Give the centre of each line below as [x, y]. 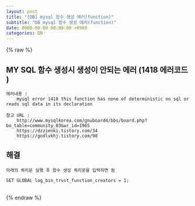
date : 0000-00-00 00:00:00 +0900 [47, 28]
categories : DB [25, 33]
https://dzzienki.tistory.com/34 [57, 131]
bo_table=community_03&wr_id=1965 [48, 126]
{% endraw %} [24, 197]
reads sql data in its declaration [49, 104]
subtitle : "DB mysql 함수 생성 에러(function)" [61, 22]
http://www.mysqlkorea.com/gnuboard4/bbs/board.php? [82, 121]
